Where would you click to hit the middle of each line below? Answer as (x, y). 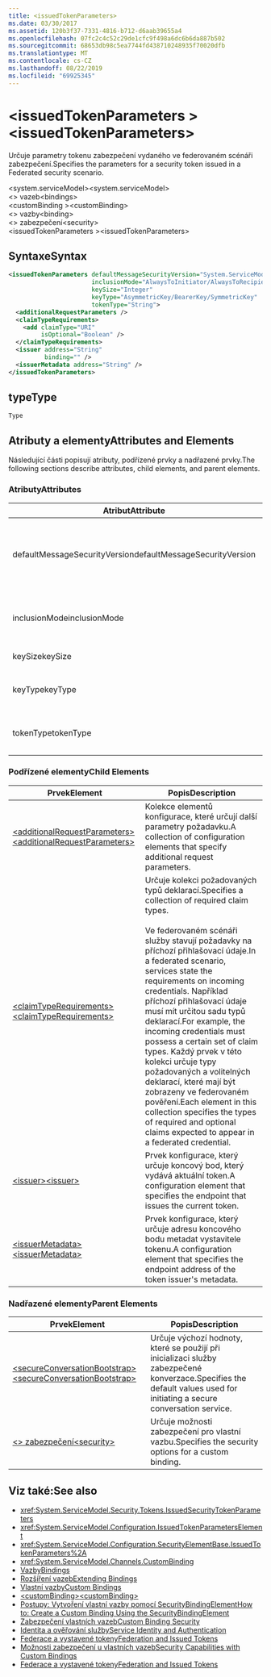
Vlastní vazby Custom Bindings (71, 1587)
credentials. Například (186, 991)
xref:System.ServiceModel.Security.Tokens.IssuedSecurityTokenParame (140, 1510)
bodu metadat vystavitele (193, 1239)
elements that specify (186, 846)
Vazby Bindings (45, 1570)
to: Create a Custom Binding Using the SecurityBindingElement (125, 1612)
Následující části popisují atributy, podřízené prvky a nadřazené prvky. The (132, 460)
